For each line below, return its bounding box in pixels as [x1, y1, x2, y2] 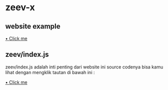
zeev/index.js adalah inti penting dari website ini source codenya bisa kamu [5, 63, 163, 70]
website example [5, 22, 61, 31]
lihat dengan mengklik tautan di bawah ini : [5, 69, 95, 75]
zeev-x [5, 2, 35, 13]
